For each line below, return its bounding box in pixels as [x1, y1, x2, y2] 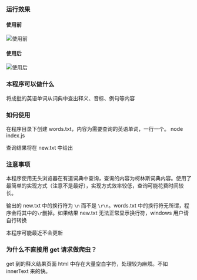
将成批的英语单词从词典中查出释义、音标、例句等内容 [6, 94, 135, 101]
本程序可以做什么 [6, 80, 55, 88]
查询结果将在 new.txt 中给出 [6, 144, 74, 151]
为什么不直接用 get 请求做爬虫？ [6, 246, 97, 254]
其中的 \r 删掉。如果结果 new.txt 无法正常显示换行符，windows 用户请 [21, 209, 189, 216]
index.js [6, 131, 25, 139]
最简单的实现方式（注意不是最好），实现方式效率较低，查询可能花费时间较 [6, 182, 184, 189]
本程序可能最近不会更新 [6, 229, 63, 236]
